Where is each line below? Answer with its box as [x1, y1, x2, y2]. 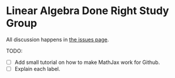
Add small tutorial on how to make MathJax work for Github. [14, 59, 160, 66]
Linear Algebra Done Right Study [6, 4, 169, 18]
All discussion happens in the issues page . [6, 36, 109, 43]
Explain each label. [14, 66, 60, 72]
